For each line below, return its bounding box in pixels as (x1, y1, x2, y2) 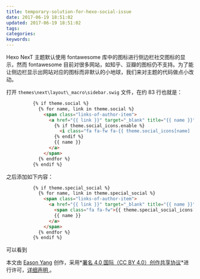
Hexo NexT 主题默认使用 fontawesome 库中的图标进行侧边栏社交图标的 (6, 54, 180, 60)
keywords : (6, 36, 31, 42)
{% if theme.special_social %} (32, 185, 111, 191)
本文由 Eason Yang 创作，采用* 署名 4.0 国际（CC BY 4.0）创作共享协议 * (6, 259, 184, 266)
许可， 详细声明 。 (11, 266, 55, 274)
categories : (6, 31, 36, 37)
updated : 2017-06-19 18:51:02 (6, 20, 82, 26)
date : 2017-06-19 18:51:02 (6, 14, 73, 20)
